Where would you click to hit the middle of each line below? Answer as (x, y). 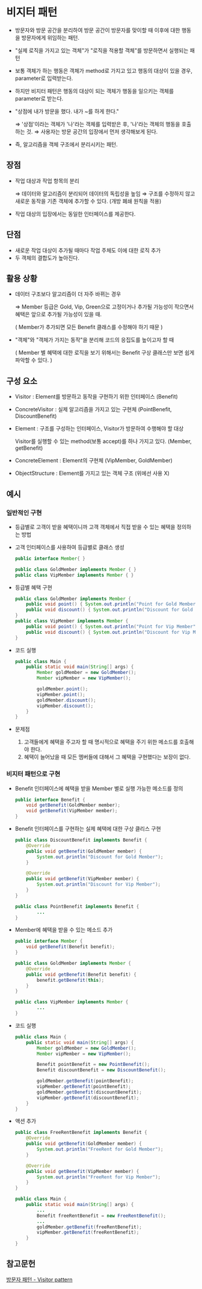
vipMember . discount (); (65, 706)
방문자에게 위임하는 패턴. (50, 37)
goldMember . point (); (63, 689)
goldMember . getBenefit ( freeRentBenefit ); (90, 1227)
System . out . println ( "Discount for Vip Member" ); (99, 884)
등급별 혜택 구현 (33, 587)
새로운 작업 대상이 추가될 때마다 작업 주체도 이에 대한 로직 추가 (88, 250)
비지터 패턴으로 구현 (33, 774)
